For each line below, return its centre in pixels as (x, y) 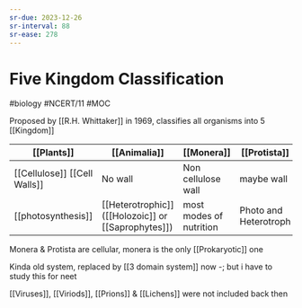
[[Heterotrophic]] (138, 205)
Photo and (261, 210)
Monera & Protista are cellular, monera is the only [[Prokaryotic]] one (136, 250)
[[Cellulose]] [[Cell (53, 173)
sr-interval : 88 (40, 26)
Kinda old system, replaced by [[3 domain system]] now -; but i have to (141, 267)
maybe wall (263, 179)
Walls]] (29, 185)
